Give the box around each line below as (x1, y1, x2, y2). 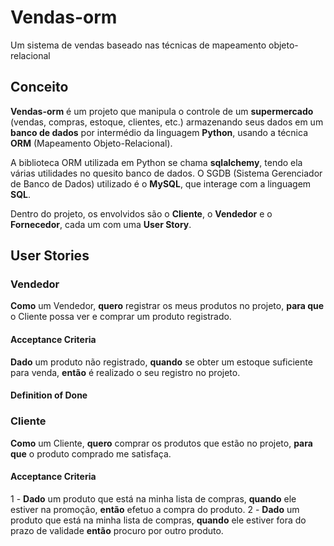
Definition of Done (10, 389, 88, 401)
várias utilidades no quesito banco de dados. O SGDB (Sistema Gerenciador (10, 167, 323, 179)
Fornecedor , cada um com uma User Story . (10, 218, 192, 230)
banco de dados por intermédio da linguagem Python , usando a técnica (10, 126, 309, 138)
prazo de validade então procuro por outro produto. (10, 524, 224, 536)
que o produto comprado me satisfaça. (10, 447, 172, 460)
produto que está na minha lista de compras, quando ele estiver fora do (10, 514, 307, 526)
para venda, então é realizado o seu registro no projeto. (10, 366, 241, 378)
